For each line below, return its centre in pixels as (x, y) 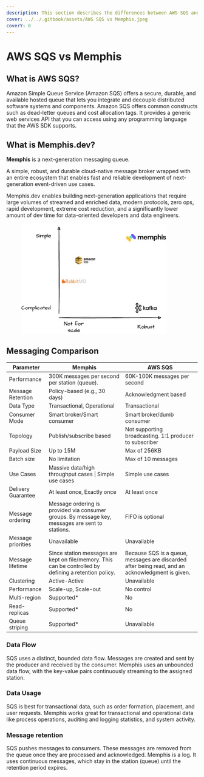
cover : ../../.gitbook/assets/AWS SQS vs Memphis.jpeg (77, 19)
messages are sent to (75, 523)
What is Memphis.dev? (51, 145)
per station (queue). (73, 382)
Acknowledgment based (156, 394)
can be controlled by (74, 566)
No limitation (64, 459)
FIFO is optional (145, 517)
